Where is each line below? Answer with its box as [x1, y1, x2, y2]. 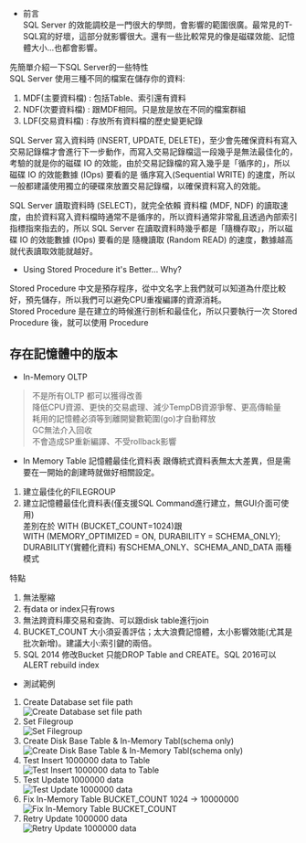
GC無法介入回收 [31, 424, 93, 435]
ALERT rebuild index [22, 659, 100, 670]
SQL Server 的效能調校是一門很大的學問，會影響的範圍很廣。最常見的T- [22, 19, 293, 30]
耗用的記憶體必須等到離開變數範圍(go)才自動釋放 [31, 412, 216, 423]
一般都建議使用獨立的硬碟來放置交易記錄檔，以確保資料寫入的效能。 [9, 181, 266, 191]
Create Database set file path [22, 696, 133, 707]
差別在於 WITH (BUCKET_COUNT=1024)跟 [22, 520, 183, 531]
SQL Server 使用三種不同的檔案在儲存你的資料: [9, 73, 185, 84]
